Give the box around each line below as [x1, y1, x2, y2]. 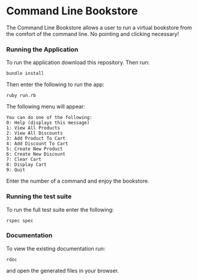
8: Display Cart [6, 162, 47, 168]
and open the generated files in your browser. [6, 267, 119, 274]
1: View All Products [6, 125, 61, 131]
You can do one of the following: [6, 115, 93, 121]
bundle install [6, 71, 44, 77]
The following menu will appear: [6, 103, 86, 110]
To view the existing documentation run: [6, 245, 106, 252]
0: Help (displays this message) [6, 120, 90, 126]
